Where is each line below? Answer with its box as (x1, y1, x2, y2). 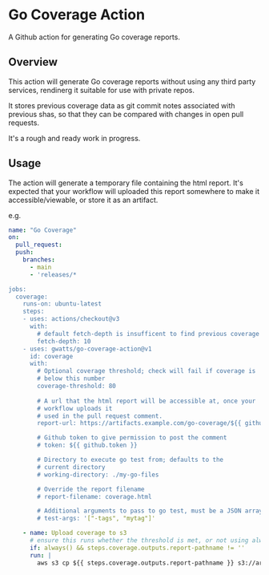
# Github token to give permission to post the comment (37, 434, 227, 442)
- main (29, 263, 52, 271)
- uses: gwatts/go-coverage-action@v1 (22, 345, 152, 353)
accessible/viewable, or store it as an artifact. (8, 195, 159, 204)
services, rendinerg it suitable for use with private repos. (8, 85, 195, 95)
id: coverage (29, 352, 74, 360)
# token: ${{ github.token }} (37, 441, 138, 450)
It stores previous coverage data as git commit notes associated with (8, 100, 235, 110)
